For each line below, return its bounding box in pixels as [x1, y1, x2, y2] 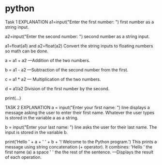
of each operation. [5, 154, 42, 160]
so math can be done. [5, 48, 48, 54]
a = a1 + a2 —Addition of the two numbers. [5, 57, 90, 63]
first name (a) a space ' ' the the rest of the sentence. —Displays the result [5, 149, 154, 155]
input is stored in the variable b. [5, 129, 68, 135]
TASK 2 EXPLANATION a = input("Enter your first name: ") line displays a [5, 104, 150, 110]
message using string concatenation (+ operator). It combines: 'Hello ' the [5, 144, 152, 149]
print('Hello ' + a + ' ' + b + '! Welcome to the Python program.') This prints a [5, 139, 157, 145]
